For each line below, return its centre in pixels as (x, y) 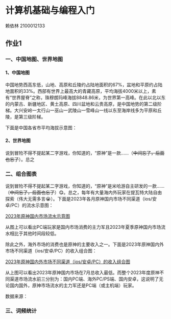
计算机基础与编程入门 (50, 11)
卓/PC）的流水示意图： (29, 205)
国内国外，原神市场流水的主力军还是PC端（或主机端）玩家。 (73, 285)
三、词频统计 (21, 311)
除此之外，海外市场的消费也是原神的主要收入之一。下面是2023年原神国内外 (85, 244)
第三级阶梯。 (32, 117)
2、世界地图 (18, 141)
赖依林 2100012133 (25, 26)
